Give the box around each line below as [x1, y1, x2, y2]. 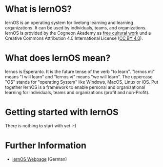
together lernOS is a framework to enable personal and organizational [5, 84, 145, 90]
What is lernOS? [5, 3, 72, 15]
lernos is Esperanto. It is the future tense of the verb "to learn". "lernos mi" [5, 69, 155, 74]
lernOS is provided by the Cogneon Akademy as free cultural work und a [5, 30, 151, 36]
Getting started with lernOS [5, 107, 119, 118]
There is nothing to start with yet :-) [5, 122, 77, 128]
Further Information [5, 140, 87, 151]
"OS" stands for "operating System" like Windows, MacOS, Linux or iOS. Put [5, 79, 159, 85]
